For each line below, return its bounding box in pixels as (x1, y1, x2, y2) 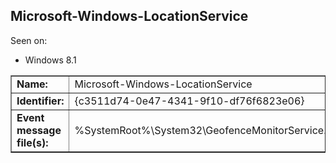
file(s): (16, 135, 49, 149)
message (16, 123, 62, 137)
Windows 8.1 (24, 54, 77, 66)
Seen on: (10, 34, 48, 46)
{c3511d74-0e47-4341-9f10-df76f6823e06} (74, 94, 305, 108)
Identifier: (16, 94, 65, 108)
